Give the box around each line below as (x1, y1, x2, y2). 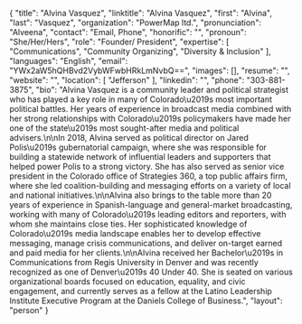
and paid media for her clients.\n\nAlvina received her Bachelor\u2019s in (9, 247, 284, 258)
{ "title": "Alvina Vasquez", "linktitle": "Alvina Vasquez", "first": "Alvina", (9, 8, 273, 18)
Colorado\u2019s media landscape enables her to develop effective (9, 228, 261, 238)
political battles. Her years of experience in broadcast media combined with (9, 104, 292, 114)
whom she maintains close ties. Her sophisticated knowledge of (9, 218, 248, 229)
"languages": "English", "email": (9, 56, 128, 66)
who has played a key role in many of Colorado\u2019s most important (9, 94, 273, 105)
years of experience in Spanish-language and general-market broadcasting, (9, 199, 293, 210)
